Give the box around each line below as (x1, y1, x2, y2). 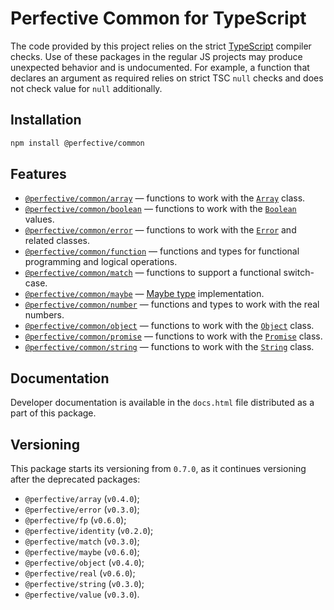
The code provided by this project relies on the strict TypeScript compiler (10, 40, 312, 52)
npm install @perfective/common (10, 138, 145, 148)
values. (24, 213, 55, 226)
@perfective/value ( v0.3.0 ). (24, 588, 140, 601)
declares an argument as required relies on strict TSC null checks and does (10, 72, 324, 84)
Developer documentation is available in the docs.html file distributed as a (10, 397, 315, 409)
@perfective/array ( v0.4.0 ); (24, 493, 140, 505)
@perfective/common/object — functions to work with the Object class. (24, 320, 315, 332)
